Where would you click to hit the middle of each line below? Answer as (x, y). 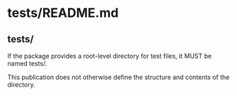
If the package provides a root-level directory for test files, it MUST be (110, 56)
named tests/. (27, 64)
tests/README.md (63, 13)
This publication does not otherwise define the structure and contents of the (118, 77)
